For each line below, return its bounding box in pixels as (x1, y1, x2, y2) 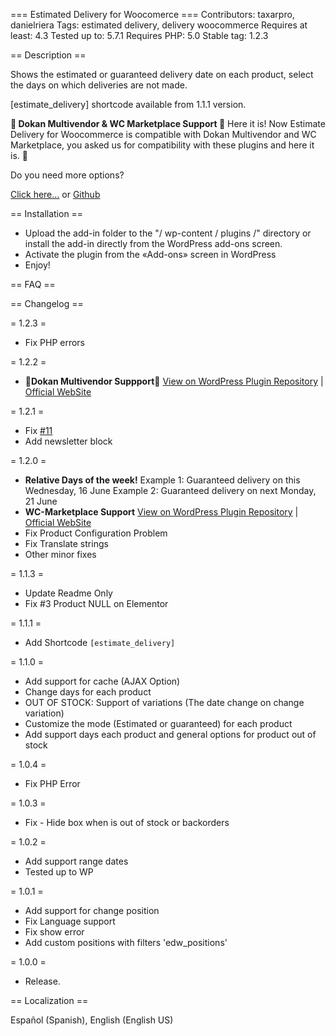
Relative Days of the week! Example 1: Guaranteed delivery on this (24, 474, 301, 486)
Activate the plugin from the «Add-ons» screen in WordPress (24, 249, 277, 260)
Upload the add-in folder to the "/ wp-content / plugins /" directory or (24, 227, 312, 239)
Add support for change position (24, 905, 160, 916)
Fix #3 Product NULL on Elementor (24, 598, 169, 609)
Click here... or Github (10, 189, 101, 200)
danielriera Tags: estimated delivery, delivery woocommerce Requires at (10, 19, 308, 31)
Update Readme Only (24, 587, 113, 599)
